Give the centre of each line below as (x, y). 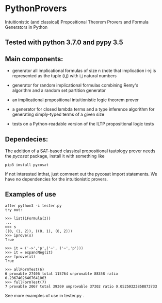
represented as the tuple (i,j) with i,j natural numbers (64, 76)
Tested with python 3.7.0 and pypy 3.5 (64, 43)
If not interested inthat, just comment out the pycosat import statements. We (81, 174)
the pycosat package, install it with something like (55, 156)
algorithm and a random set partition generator (59, 90)
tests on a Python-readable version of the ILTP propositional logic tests (83, 124)
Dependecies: (27, 139)
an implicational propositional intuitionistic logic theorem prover (75, 100)
